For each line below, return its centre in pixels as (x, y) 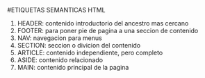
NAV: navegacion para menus (59, 38)
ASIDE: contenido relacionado (60, 60)
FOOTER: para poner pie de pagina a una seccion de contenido (108, 31)
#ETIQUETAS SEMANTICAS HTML (56, 10)
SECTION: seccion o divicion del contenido (79, 45)
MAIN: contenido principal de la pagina (73, 67)
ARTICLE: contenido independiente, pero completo (90, 52)
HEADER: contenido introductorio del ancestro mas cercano (103, 23)
